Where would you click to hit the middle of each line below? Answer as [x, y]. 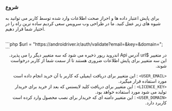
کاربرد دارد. [156, 103]
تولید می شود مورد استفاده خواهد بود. [131, 92]
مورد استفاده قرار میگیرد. [142, 81]
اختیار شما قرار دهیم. [25, 29]
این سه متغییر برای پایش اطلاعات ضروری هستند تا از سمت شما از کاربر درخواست [89, 61]
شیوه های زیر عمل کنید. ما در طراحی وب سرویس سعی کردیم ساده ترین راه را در [83, 23]
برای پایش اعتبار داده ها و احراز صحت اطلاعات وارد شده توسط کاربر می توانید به [82, 18]
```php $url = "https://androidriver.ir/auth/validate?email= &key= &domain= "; [84, 44]
